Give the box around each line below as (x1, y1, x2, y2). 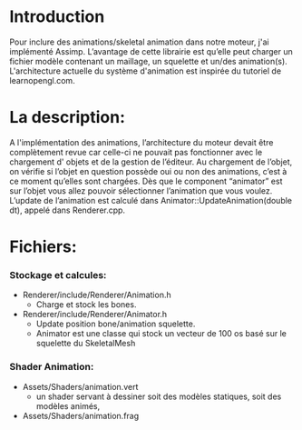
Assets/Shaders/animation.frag (22, 410, 140, 421)
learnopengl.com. (9, 75, 75, 85)
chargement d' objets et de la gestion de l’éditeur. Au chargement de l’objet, (9, 156, 293, 167)
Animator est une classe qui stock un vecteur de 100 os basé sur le (35, 328, 287, 339)
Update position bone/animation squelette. (35, 318, 196, 329)
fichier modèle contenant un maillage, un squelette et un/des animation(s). (9, 55, 287, 66)
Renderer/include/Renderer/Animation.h (22, 289, 171, 301)
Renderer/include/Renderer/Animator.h (22, 309, 168, 320)
